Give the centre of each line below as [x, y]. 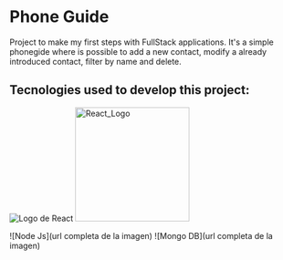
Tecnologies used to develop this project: [130, 90]
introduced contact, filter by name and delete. [96, 61]
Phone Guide [59, 17]
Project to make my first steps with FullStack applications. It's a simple [141, 42]
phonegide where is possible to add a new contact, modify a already [138, 51]
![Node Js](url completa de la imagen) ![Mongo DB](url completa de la [141, 235]
